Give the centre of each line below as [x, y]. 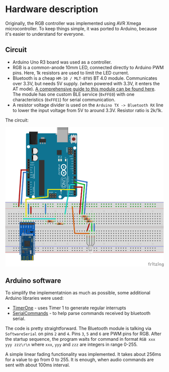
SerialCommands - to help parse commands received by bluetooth [81, 313]
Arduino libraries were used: [34, 298]
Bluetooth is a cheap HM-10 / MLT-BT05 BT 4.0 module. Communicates [85, 78]
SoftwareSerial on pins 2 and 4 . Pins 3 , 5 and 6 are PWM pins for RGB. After [83, 334]
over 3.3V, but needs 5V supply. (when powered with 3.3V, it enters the [86, 83]
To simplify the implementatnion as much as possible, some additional [78, 293]
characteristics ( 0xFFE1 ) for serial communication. [64, 99]
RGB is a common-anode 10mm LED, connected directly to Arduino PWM [88, 67]
